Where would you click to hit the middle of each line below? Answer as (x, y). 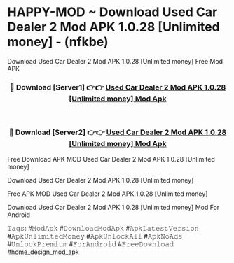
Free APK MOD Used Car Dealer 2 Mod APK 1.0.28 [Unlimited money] (108, 194)
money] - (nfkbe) (58, 42)
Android (19, 215)
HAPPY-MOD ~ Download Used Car (112, 12)
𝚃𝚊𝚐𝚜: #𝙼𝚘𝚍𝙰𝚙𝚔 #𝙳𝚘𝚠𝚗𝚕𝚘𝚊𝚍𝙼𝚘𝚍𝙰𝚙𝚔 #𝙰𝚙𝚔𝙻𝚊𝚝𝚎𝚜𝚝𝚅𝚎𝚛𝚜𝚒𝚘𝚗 (103, 228)
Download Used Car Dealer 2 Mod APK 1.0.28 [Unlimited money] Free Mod (115, 61)
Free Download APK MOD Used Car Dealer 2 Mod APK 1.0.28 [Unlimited (111, 159)
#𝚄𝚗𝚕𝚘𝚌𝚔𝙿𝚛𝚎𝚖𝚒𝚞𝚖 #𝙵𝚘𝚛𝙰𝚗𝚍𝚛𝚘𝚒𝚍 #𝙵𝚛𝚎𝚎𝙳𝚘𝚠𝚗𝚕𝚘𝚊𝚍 (90, 244)
